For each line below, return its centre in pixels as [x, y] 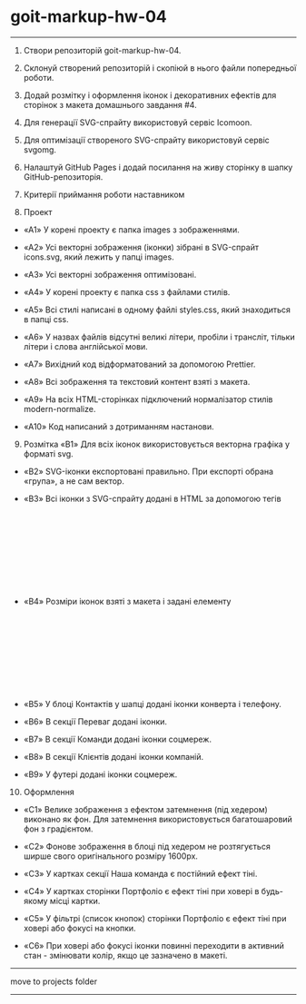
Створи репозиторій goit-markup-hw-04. [102, 50]
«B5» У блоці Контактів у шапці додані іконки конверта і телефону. [153, 704]
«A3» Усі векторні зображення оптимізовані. [110, 274]
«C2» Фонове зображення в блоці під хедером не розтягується [147, 846]
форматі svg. [48, 453]
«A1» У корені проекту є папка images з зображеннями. [131, 230]
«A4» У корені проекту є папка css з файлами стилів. [127, 291]
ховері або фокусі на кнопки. [79, 928]
